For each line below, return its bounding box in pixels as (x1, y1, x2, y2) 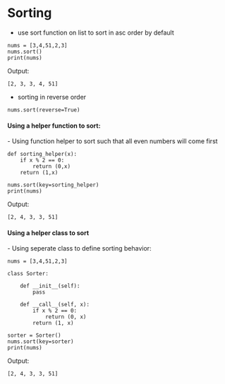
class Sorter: (7, 270, 49, 277)
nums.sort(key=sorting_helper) (7, 181, 99, 188)
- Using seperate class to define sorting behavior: (7, 244, 152, 253)
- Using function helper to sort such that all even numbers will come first (7, 137, 218, 145)
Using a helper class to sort (7, 228, 90, 237)
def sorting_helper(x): (7, 150, 78, 158)
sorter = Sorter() (7, 332, 61, 340)
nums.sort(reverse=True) (7, 106, 80, 114)
